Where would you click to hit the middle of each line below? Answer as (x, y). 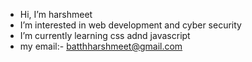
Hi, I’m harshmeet (56, 14)
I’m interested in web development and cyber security (130, 25)
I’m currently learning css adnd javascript (105, 35)
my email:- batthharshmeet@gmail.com (101, 46)
